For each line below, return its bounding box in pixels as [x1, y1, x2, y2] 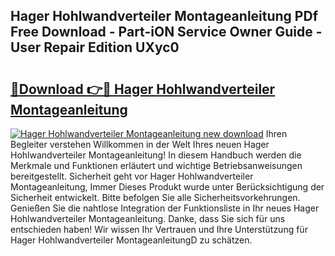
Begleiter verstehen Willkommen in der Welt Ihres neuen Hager [10, 139, 270, 150]
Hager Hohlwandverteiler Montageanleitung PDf [10, 8, 318, 25]
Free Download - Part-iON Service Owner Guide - [10, 24, 323, 41]
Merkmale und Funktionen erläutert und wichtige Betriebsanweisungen [10, 160, 303, 171]
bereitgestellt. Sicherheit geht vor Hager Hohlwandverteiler [10, 170, 254, 182]
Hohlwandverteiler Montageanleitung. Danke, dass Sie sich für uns [10, 213, 286, 224]
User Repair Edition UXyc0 [10, 39, 180, 56]
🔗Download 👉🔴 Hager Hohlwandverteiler [10, 80, 276, 98]
